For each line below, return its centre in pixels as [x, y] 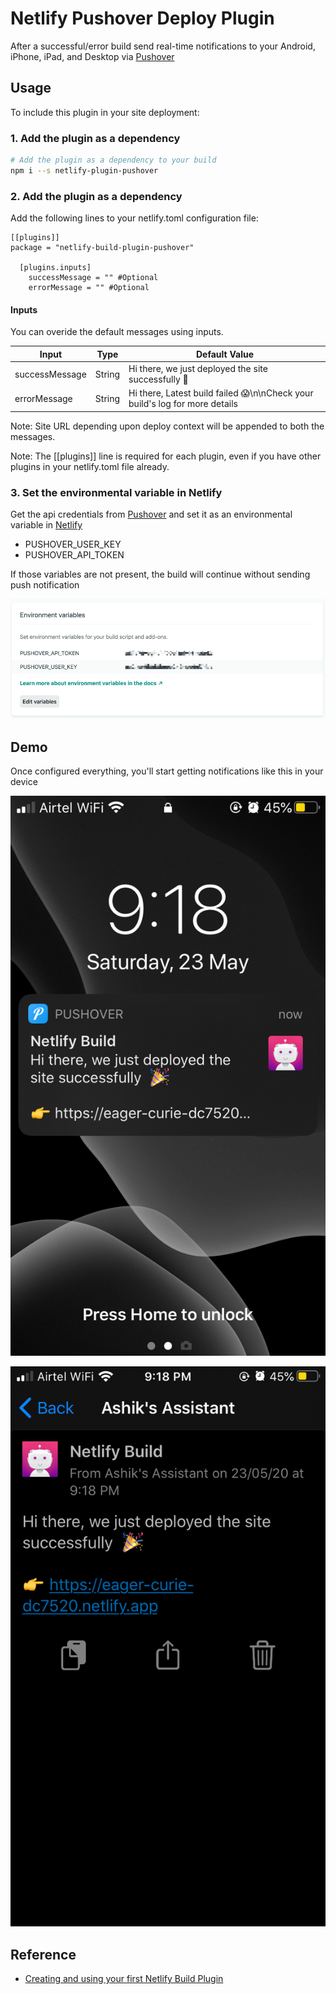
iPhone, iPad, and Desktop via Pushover [92, 56]
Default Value [225, 354]
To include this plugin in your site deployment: [105, 112]
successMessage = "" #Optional [93, 278]
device [24, 782]
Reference [43, 1954]
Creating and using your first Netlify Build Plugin [124, 1978]
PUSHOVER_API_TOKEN [74, 555]
